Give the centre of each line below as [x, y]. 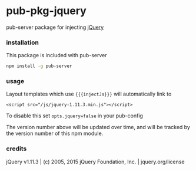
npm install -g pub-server [39, 66]
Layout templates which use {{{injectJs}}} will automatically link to [89, 94]
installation [23, 42]
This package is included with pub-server [57, 55]
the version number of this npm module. [55, 133]
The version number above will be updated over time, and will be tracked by [98, 127]
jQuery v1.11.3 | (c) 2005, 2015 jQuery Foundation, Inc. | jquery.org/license [95, 162]
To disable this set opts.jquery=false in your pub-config [74, 116]
